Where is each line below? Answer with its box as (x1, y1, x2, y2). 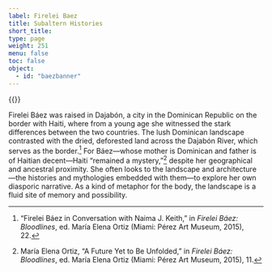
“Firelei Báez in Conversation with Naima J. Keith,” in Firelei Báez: (19, 213, 239, 223)
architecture (215, 164, 257, 174)
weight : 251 (8, 42, 49, 50)
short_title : (8, 27, 53, 35)
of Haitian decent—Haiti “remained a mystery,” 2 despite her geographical (8, 155, 253, 165)
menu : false (8, 49, 49, 57)
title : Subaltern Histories (8, 19, 104, 28)
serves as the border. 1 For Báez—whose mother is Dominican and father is (8, 144, 257, 155)
